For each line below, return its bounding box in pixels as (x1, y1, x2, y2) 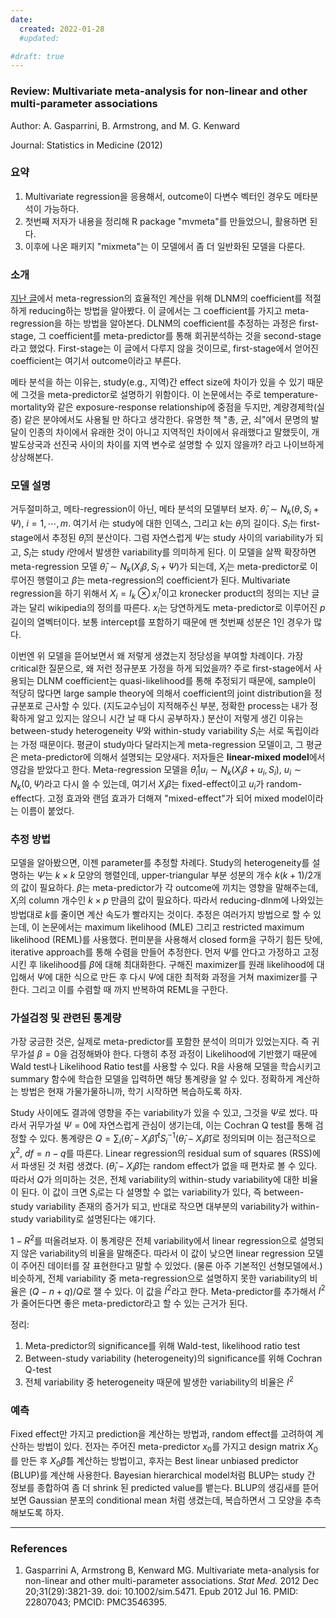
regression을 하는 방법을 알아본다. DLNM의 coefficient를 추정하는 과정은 (10, 317, 297, 330)
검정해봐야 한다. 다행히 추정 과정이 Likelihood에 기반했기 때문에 (69, 1048, 318, 1060)
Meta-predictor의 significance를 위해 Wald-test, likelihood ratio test (24, 1340, 301, 1352)
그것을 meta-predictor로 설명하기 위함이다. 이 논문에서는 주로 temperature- (20, 389, 319, 401)
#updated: (19, 33, 60, 43)
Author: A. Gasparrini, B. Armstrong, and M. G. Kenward (10, 119, 240, 131)
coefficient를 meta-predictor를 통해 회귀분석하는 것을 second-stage (48, 330, 322, 342)
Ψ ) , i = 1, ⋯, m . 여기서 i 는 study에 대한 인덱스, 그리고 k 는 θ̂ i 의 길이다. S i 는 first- (10, 517, 321, 532)
